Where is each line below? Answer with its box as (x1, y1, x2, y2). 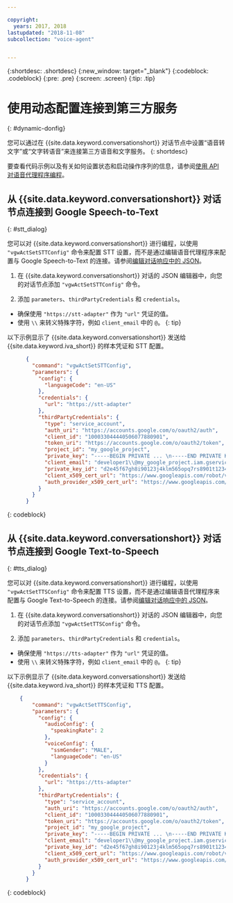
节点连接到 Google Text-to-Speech (7, 545, 159, 557)
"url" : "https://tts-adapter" (44, 779, 132, 786)
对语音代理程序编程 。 (7, 171, 68, 179)
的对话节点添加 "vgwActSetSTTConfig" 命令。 (17, 280, 144, 288)
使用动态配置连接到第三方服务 (7, 101, 178, 117)
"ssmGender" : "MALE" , (51, 747, 113, 754)
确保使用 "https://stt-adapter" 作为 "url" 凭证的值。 (17, 310, 172, 318)
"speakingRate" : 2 (51, 727, 104, 734)
